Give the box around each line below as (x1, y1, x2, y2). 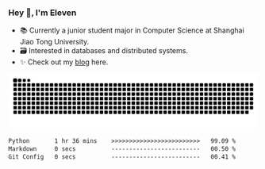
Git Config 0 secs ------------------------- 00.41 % (8, 153, 236, 161)
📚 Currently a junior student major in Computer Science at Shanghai (19, 25, 244, 35)
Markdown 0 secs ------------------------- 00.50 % (8, 145, 236, 153)
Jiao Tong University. (19, 37, 90, 47)
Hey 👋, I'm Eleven (8, 7, 77, 18)
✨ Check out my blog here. (19, 57, 109, 67)
